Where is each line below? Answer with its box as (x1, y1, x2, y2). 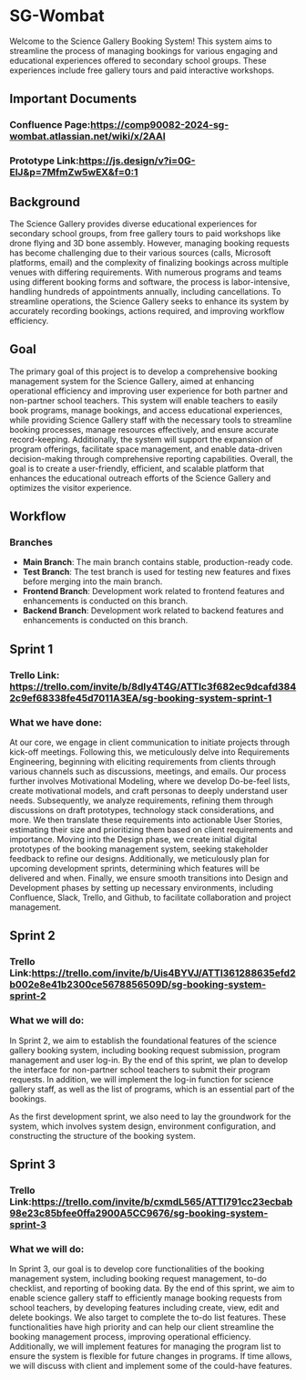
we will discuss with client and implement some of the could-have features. (9, 1361, 292, 1372)
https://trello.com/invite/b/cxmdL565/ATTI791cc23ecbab (31, 1196, 293, 1208)
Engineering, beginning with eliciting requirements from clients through (9, 757, 276, 768)
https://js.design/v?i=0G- (78, 154, 196, 167)
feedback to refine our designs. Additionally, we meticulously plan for (9, 853, 270, 864)
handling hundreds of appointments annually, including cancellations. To (9, 286, 281, 297)
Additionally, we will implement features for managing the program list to (9, 1341, 281, 1352)
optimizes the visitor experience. (9, 482, 132, 493)
